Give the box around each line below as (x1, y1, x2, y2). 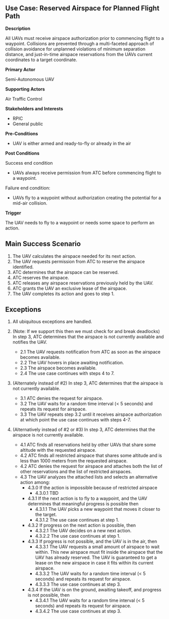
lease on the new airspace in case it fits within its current (35, 560, 154, 566)
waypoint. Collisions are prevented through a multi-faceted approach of (5, 40, 154, 46)
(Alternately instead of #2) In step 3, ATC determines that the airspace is (12, 380, 163, 386)
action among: (20, 480, 50, 486)
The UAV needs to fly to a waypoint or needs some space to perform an (5, 219, 155, 225)
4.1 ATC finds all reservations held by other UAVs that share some (20, 442, 156, 448)
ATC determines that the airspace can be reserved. (12, 269, 119, 275)
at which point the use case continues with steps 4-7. (20, 417, 131, 423)
